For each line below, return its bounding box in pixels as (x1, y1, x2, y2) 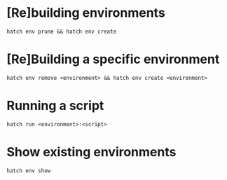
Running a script (6, 98, 104, 113)
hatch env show (6, 167, 51, 174)
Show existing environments (6, 144, 177, 160)
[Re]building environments (6, 5, 165, 21)
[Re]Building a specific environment (6, 51, 220, 67)
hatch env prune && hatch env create (6, 28, 117, 35)
